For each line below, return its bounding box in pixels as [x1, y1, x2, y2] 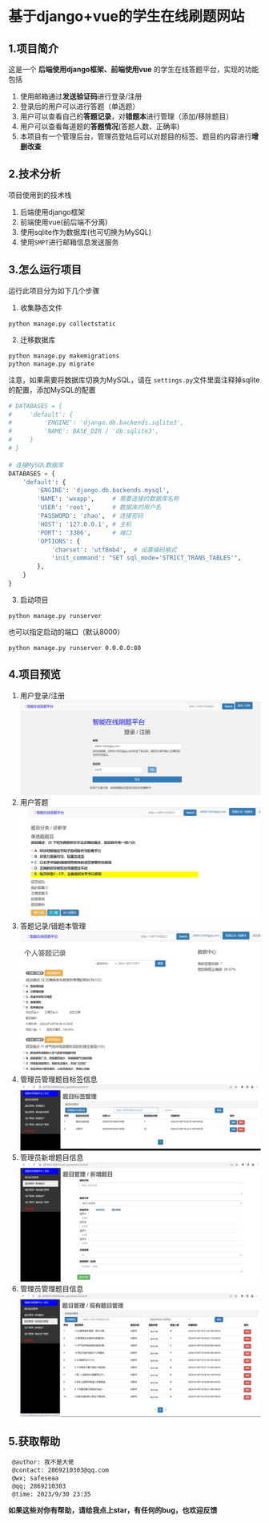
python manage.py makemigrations [8, 352, 120, 360]
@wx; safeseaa [11, 1474, 59, 1482]
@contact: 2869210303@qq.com [11, 1466, 110, 1474]
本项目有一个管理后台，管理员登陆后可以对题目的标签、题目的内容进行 [19, 131, 252, 141]
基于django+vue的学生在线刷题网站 [8, 7, 245, 26]
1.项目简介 [8, 42, 59, 55]
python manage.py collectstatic [8, 320, 116, 328]
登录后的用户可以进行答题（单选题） [19, 102, 140, 111]
